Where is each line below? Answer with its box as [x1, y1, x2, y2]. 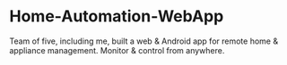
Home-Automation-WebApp [9, 6, 224, 27]
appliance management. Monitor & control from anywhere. [9, 45, 225, 55]
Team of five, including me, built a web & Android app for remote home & [9, 36, 279, 46]
